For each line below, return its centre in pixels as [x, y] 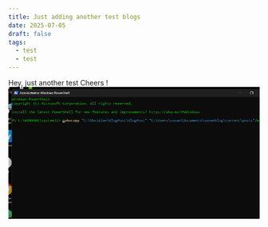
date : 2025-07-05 [37, 25]
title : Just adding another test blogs [75, 17]
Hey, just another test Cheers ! [58, 83]
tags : [17, 42]
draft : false [30, 34]
